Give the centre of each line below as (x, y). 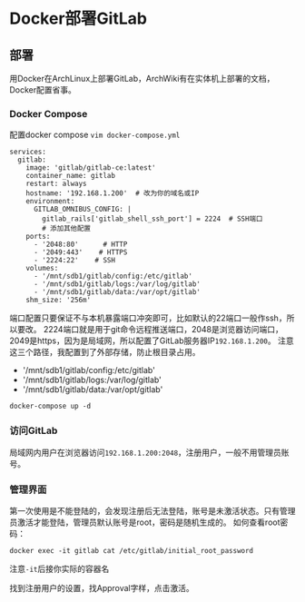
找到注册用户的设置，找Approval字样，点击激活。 (102, 587)
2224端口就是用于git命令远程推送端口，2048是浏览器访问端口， (163, 330)
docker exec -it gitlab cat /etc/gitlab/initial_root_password (132, 550)
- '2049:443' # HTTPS (80, 252)
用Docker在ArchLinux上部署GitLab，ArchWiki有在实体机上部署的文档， (142, 79)
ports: (38, 237)
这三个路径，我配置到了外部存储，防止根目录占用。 (105, 352)
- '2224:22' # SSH (74, 261)
